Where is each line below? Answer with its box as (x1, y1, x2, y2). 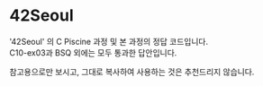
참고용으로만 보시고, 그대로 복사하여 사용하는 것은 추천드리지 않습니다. (9, 66, 255, 77)
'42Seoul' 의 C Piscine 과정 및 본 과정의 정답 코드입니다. (9, 36, 209, 47)
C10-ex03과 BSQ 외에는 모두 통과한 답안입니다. (9, 47, 177, 58)
